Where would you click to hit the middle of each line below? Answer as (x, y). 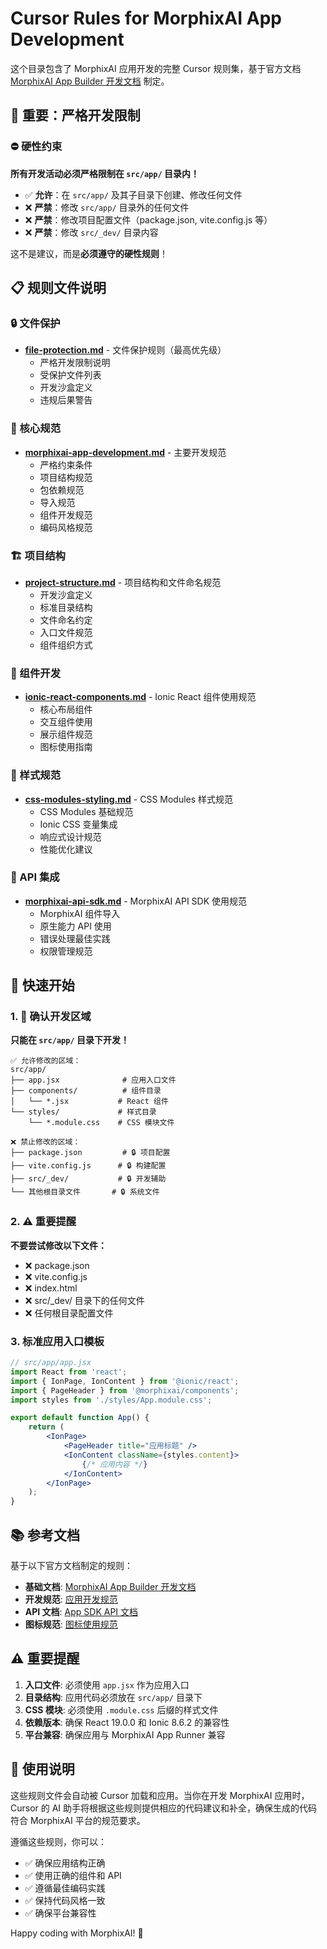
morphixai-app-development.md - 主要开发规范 (125, 452)
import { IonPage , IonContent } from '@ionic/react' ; (125, 1381)
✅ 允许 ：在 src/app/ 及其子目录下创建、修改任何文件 (133, 194)
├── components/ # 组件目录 (86, 1091)
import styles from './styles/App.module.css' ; (111, 1400)
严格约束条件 (66, 464)
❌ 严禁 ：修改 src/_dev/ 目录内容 (91, 232)
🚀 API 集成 (35, 877)
